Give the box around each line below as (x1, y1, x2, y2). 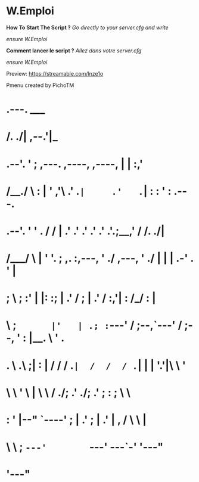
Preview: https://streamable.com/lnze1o (6, 70, 104, 77)
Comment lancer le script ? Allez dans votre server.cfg (6, 46, 142, 54)
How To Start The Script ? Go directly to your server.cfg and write (6, 24, 169, 31)
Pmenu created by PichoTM (6, 82, 74, 89)
